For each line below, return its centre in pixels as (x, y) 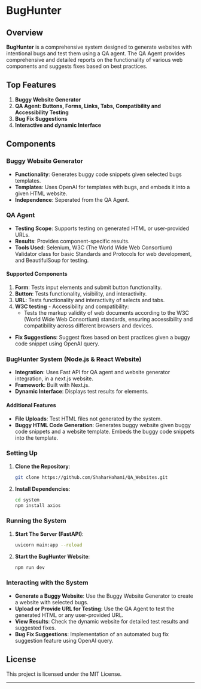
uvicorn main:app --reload (48, 545)
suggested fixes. (35, 628)
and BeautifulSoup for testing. (52, 260)
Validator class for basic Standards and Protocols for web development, (103, 253)
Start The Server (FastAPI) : (49, 534)
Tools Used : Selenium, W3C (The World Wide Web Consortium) (93, 247)
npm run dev (30, 567)
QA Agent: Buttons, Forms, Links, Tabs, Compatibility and (88, 106)
